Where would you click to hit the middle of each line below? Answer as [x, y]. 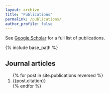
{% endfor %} [27, 86]
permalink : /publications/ [33, 19]
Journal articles [30, 63]
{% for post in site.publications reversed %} [58, 75]
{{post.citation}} [29, 81]
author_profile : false [29, 24]
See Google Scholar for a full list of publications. [55, 38]
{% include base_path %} [32, 47]
